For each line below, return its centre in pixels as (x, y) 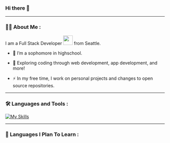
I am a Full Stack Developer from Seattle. (53, 43)
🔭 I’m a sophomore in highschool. (47, 53)
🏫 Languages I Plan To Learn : (42, 134)
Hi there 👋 (18, 8)
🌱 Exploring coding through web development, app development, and (85, 63)
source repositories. (33, 85)
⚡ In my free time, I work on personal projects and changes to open (83, 78)
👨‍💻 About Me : (23, 27)
